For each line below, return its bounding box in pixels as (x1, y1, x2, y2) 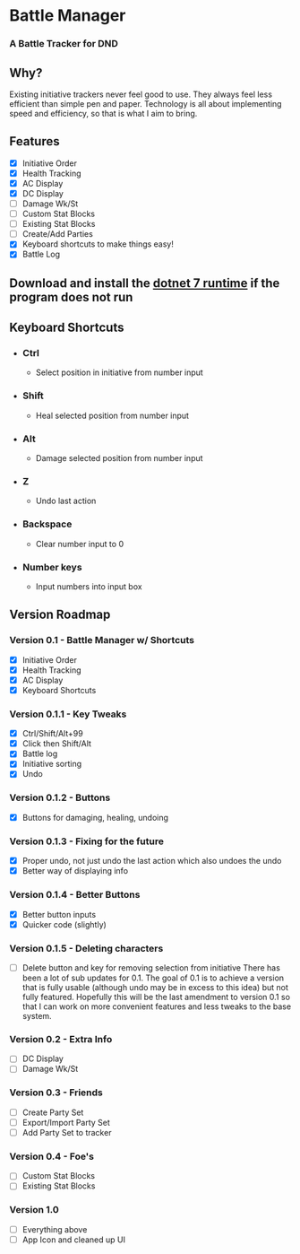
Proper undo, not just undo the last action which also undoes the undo (21, 856, 282, 866)
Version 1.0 (9, 1204, 60, 1216)
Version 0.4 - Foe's (9, 1150, 94, 1163)
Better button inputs (21, 909, 97, 919)
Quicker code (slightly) (21, 919, 107, 929)
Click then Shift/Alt (21, 738, 92, 749)
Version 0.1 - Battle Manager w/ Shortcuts (9, 634, 195, 647)
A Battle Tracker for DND (9, 38, 119, 50)
